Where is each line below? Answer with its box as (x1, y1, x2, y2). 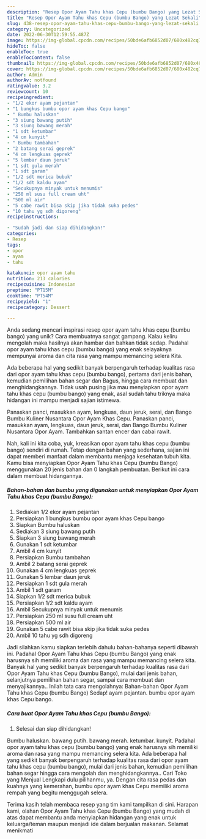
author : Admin (7, 72, 43, 78)
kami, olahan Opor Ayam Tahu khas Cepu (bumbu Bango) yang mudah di (7, 807, 191, 815)
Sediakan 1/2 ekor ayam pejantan (15, 509, 100, 516)
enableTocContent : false (7, 54, 70, 61)
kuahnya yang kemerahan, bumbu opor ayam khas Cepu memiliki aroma (7, 783, 189, 790)
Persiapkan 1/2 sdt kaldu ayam (15, 599, 94, 606)
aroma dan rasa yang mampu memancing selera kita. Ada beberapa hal (7, 750, 187, 758)
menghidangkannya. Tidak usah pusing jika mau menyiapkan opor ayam (7, 384, 189, 391)
